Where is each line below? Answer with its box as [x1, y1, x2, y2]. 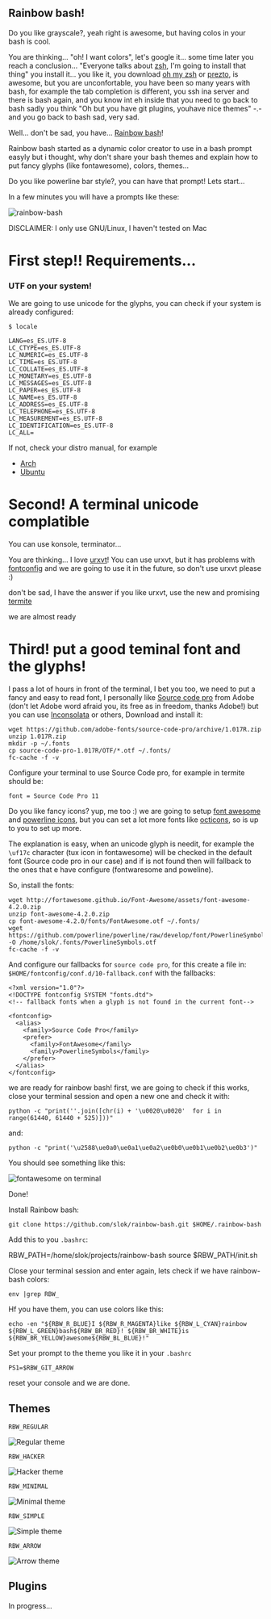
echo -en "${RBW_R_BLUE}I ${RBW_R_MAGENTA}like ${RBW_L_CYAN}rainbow [8, 1320, 248, 1328]
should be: [8, 777, 44, 786]
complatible [8, 513, 90, 531]
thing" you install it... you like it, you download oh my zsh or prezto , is [8, 69, 239, 79]
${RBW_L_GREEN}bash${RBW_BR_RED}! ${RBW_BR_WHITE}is [8, 1327, 190, 1336]
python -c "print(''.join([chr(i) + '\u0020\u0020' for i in [8, 1107, 222, 1115]
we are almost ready [8, 612, 77, 622]
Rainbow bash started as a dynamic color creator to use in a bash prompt [8, 143, 252, 153]
